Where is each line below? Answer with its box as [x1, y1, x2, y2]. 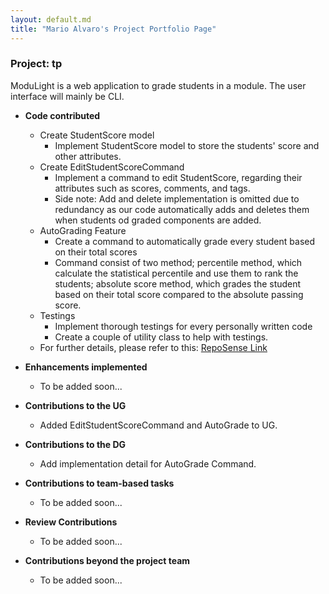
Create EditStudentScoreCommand [39, 161, 185, 173]
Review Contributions [24, 516, 118, 528]
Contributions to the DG [24, 438, 127, 450]
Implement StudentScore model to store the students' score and [54, 139, 320, 151]
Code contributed [24, 109, 101, 121]
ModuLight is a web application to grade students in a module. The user [10, 79, 307, 91]
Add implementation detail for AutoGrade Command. [39, 457, 257, 470]
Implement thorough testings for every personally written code [54, 320, 313, 332]
